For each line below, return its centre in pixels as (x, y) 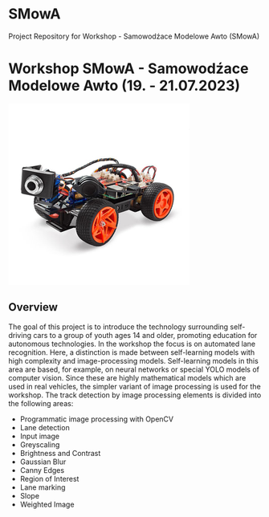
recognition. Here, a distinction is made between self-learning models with (132, 352)
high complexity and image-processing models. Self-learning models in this (133, 360)
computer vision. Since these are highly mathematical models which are (127, 377)
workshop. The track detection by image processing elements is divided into (135, 395)
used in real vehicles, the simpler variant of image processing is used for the (134, 386)
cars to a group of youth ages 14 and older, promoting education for (145, 335)
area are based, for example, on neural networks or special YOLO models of (134, 369)
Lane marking (43, 487)
